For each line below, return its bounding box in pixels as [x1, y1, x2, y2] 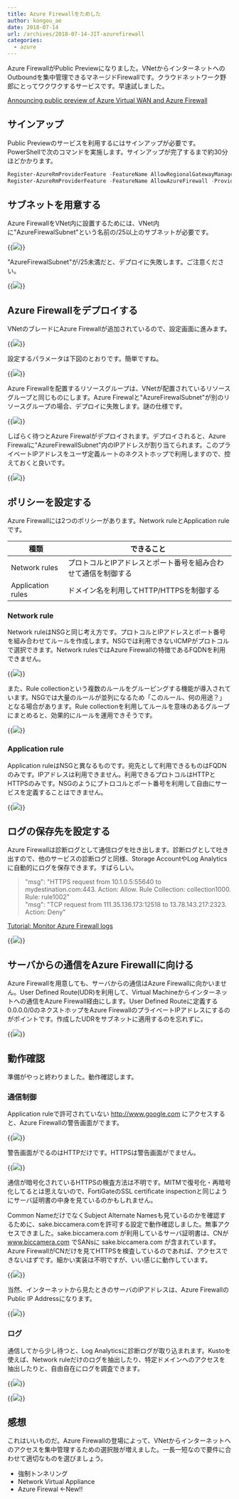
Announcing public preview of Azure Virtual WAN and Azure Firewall [7, 96, 208, 104]
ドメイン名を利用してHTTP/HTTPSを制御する [68, 586, 221, 595]
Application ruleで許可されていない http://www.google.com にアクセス [7, 1109, 213, 1119]
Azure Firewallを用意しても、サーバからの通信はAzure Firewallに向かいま [7, 979, 221, 987]
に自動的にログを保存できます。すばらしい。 [7, 863, 138, 872]
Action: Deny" [24, 908, 66, 916]
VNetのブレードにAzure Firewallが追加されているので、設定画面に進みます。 [7, 325, 231, 333]
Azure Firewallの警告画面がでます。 [19, 1119, 123, 1127]
